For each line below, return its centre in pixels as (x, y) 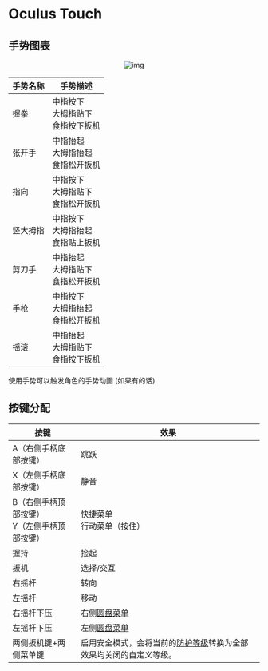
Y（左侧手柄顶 (39, 526)
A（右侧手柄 (35, 448)
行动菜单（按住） (113, 526)
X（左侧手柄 (35, 474)
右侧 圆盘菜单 (105, 613)
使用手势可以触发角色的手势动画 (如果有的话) (82, 381)
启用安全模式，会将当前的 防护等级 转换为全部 (165, 642)
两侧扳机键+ (35, 642)
